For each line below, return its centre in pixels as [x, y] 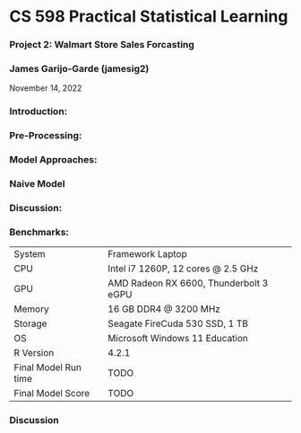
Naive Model [37, 184]
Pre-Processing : [46, 136]
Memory [31, 309]
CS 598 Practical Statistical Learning [149, 17]
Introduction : [39, 111]
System [30, 254]
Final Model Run [48, 367]
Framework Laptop [147, 254]
